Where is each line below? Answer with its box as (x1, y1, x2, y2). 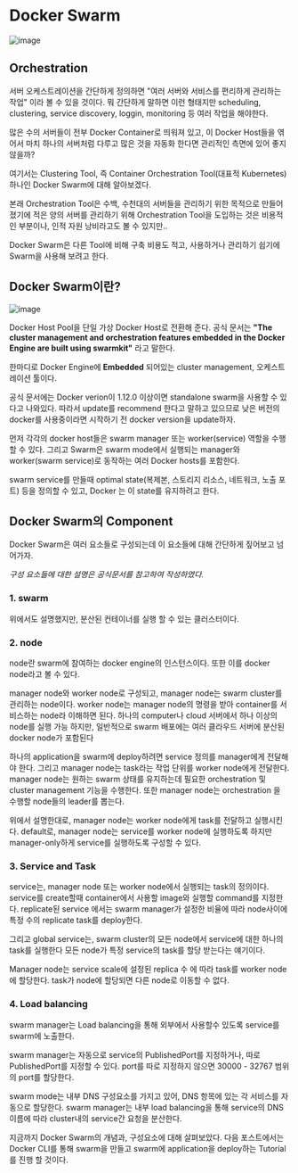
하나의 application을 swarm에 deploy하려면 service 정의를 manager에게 (9, 751, 265, 762)
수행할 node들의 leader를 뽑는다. (9, 796, 125, 806)
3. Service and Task (9, 860, 96, 872)
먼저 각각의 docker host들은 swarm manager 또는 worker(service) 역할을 (9, 433, 270, 443)
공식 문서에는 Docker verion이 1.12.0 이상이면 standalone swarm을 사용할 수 (9, 392, 278, 402)
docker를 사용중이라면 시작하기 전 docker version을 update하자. (9, 414, 236, 425)
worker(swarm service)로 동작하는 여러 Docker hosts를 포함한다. (9, 455, 240, 466)
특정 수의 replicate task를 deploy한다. (9, 915, 143, 926)
